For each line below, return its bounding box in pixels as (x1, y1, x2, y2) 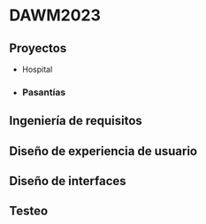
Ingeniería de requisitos (9, 113, 143, 128)
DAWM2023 (9, 5, 102, 26)
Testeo (9, 204, 49, 219)
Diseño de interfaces (9, 174, 126, 189)
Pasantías (21, 86, 66, 98)
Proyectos (9, 41, 67, 56)
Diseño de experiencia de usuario (9, 143, 197, 158)
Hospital (21, 64, 53, 74)
